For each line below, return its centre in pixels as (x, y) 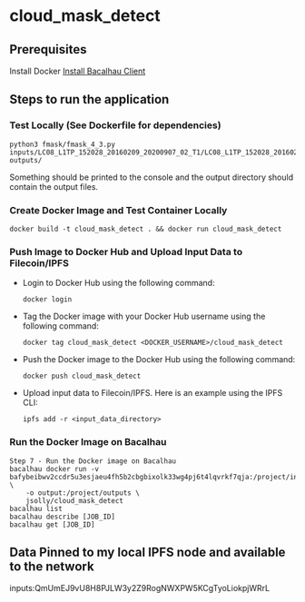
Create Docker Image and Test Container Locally (118, 210)
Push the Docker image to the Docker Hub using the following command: (159, 360)
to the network (52, 566)
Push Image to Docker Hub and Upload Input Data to (126, 252)
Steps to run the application (89, 99)
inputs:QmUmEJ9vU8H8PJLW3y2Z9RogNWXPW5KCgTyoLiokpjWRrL (140, 588)
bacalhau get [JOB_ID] (52, 524)
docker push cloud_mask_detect (82, 376)
